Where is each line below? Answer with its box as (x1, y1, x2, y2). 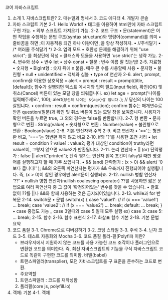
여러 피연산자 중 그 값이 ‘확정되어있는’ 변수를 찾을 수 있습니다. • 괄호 (26, 184, 159, 190)
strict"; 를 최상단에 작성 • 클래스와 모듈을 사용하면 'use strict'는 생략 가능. (12, 53, 157, 59)
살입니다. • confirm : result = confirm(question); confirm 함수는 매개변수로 (12, 103, 162, 109)
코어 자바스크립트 (5, 5, 39, 10)
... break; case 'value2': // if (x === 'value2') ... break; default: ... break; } (12, 202, 163, 208)
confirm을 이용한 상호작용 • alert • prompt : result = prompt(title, (12, 78, 144, 84)
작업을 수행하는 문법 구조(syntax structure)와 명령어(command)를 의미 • (18, 34, 161, 40)
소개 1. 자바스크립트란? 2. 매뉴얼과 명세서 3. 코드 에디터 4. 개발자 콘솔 (12, 15, 149, 21)
